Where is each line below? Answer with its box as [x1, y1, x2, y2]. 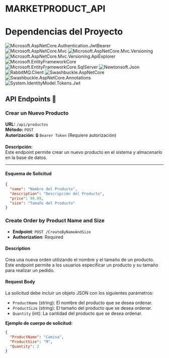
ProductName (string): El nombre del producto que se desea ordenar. [12, 300, 152, 306]
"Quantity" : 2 [10, 344, 39, 349]
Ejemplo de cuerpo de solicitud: [5, 320, 73, 326]
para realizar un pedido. [5, 267, 55, 273]
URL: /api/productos [5, 121, 49, 127]
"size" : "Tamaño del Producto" [10, 201, 75, 206]
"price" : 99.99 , [10, 196, 44, 201]
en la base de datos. [5, 154, 47, 160]
